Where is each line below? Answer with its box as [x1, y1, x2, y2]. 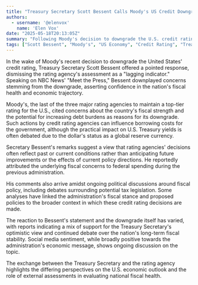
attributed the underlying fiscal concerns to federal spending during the [6, 162, 180, 169]
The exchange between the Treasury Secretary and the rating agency [6, 260, 176, 267]
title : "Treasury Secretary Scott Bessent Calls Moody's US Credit [6, 8, 176, 15]
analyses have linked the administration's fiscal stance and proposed [6, 193, 174, 200]
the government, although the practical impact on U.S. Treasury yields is [6, 125, 182, 133]
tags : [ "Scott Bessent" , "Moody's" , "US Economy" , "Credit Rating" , [6, 42, 178, 48]
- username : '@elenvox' [11, 20, 70, 25]
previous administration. [6, 169, 65, 176]
